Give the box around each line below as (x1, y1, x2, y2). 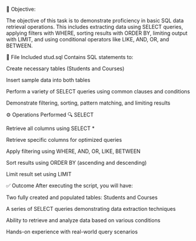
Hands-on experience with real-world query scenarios (6, 228, 138, 235)
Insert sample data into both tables (6, 77, 91, 83)
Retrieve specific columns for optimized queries (6, 136, 122, 143)
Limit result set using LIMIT (6, 171, 72, 177)
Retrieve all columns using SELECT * (6, 125, 95, 132)
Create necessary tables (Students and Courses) (6, 65, 125, 72)
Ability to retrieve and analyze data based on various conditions (6, 217, 161, 224)
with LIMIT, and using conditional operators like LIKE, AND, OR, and (6, 36, 170, 43)
